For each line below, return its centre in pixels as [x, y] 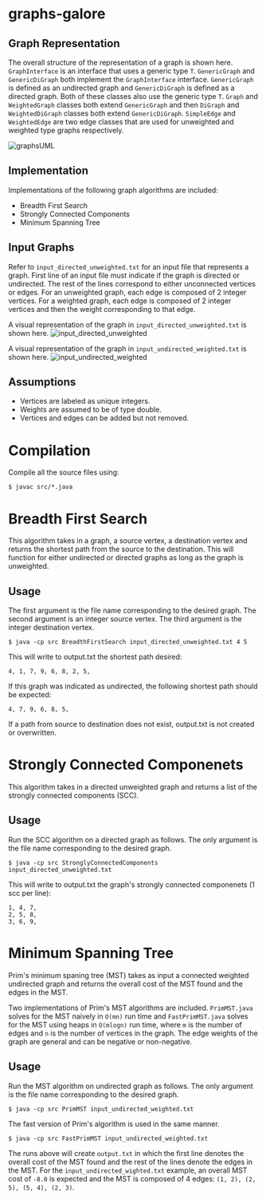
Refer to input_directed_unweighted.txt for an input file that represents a [129, 266]
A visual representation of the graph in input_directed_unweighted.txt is [127, 325]
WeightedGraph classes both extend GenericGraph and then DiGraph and [124, 105]
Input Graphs [41, 248]
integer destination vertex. [51, 628]
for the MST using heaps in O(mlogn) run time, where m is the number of [125, 1024]
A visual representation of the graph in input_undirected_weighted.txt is [127, 349]
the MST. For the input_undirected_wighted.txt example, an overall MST [128, 1170]
